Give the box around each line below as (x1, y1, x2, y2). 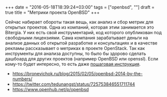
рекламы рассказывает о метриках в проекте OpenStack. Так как (5, 46, 145, 51)
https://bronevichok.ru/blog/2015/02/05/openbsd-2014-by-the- (12, 71, 143, 76)
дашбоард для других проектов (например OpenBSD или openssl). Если (5, 56, 159, 61)
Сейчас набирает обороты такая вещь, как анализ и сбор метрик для (5, 19, 154, 25)
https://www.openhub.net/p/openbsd (12, 87, 89, 92)
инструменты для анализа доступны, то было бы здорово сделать (5, 50, 147, 56)
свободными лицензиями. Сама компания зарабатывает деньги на (5, 35, 148, 41)
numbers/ (12, 76, 33, 82)
